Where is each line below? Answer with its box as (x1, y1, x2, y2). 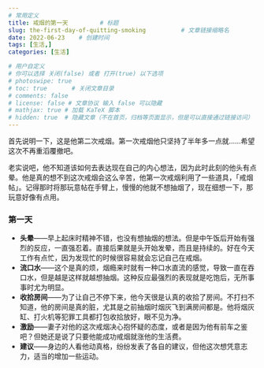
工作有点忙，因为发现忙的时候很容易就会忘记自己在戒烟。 (19, 253, 206, 262)
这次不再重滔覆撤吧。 (8, 147, 77, 155)
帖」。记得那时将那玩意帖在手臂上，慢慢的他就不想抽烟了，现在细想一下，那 (8, 183, 254, 191)
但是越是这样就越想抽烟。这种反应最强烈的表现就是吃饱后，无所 (40, 273, 248, 282)
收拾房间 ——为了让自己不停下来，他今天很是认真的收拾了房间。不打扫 (19, 292, 248, 302)
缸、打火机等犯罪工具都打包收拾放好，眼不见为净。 (19, 312, 186, 322)
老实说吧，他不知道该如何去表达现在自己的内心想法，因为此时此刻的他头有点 (8, 163, 257, 172)
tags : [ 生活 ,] (8, 41, 53, 49)
